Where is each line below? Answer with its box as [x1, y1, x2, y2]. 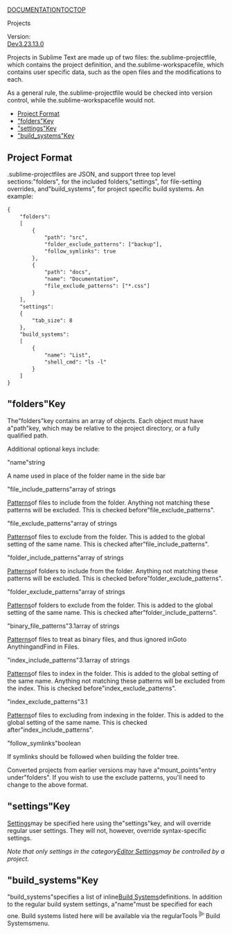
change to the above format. [7, 780, 89, 789]
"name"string [7, 458, 46, 466]
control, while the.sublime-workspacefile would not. [7, 96, 156, 105]
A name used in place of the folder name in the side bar [7, 472, 166, 480]
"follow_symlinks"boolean [7, 739, 81, 747]
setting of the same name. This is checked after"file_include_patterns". [7, 539, 209, 548]
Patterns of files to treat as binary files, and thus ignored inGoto [7, 635, 187, 643]
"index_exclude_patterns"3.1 [7, 697, 88, 706]
